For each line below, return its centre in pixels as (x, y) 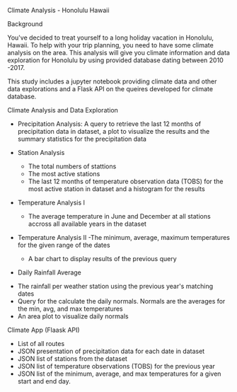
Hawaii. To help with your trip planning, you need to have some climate (110, 45)
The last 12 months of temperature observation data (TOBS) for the (126, 181)
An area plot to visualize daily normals (73, 316)
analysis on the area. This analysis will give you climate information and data (118, 53)
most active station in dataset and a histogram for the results (116, 189)
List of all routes (41, 344)
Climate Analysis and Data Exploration (63, 110)
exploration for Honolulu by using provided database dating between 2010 (116, 60)
